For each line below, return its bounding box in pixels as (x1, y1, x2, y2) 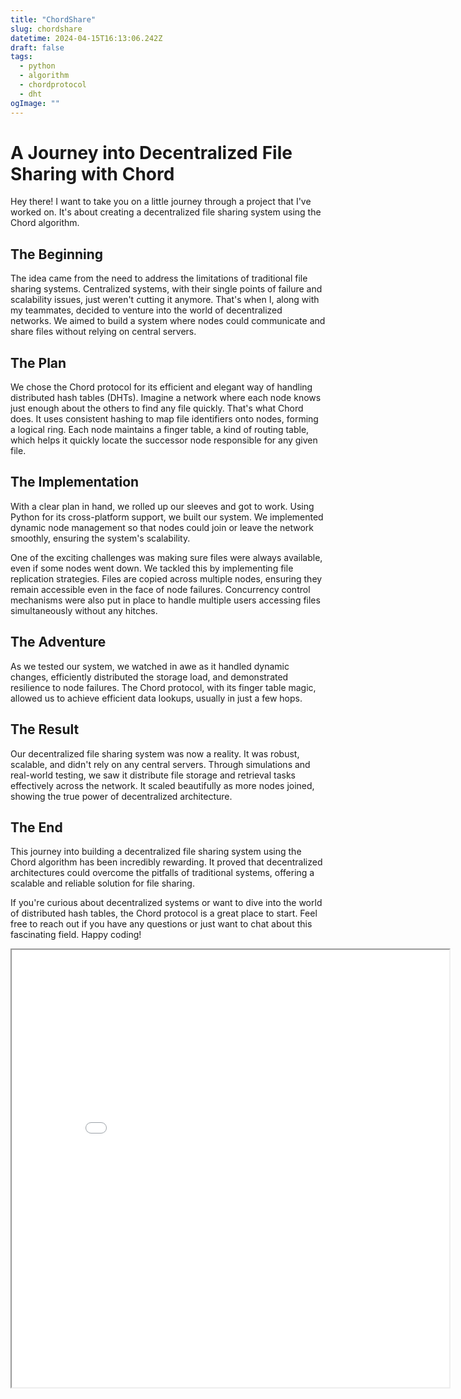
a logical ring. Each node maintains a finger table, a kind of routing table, (10, 424, 310, 436)
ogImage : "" (10, 98, 60, 108)
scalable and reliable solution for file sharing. (10, 877, 195, 890)
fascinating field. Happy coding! (10, 929, 142, 941)
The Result (10, 721, 80, 738)
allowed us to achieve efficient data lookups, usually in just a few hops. (10, 692, 303, 704)
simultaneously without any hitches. (10, 604, 158, 616)
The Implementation (10, 474, 140, 491)
